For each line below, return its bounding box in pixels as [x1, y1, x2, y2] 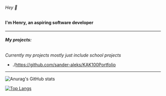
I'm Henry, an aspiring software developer [5, 20, 94, 26]
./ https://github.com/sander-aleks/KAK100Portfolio [12, 62, 116, 68]
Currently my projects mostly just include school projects [5, 52, 121, 58]
